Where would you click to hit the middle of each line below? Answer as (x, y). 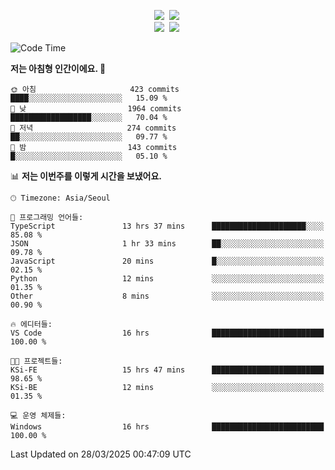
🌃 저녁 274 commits (93, 128)
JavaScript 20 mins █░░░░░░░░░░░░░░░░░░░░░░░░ (167, 261)
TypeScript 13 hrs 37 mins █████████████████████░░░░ (167, 226)
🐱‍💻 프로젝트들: (36, 361)
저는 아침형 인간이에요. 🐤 (58, 68)
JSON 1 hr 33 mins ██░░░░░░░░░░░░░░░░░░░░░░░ (167, 244)
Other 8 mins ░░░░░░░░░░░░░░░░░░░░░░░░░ (167, 296)
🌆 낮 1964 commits (96, 109)
